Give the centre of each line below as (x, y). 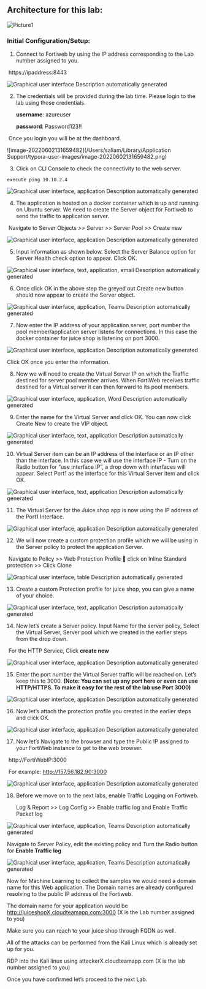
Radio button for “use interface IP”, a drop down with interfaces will (101, 467)
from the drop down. (42, 639)
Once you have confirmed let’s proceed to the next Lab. (77, 979)
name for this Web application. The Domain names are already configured (100, 887)
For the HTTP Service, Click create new (59, 651)
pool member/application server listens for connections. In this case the (107, 332)
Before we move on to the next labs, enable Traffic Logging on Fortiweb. (107, 795)
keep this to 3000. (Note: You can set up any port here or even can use (107, 681)
